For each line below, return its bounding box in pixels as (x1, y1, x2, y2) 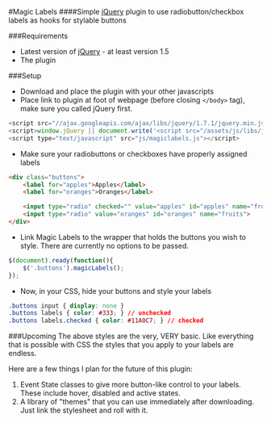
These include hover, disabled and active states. (19, 388, 181, 398)
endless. (8, 349, 37, 358)
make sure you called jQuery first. (19, 104, 133, 113)
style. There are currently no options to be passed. (19, 241, 190, 250)
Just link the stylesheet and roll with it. (19, 405, 148, 415)
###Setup (8, 71, 42, 80)
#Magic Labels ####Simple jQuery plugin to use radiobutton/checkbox (8, 7, 244, 16)
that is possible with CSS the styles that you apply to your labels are (8, 340, 234, 350)
